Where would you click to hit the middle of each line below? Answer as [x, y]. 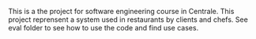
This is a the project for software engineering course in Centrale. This [121, 11]
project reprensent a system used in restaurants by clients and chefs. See [128, 19]
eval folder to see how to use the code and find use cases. [104, 28]
